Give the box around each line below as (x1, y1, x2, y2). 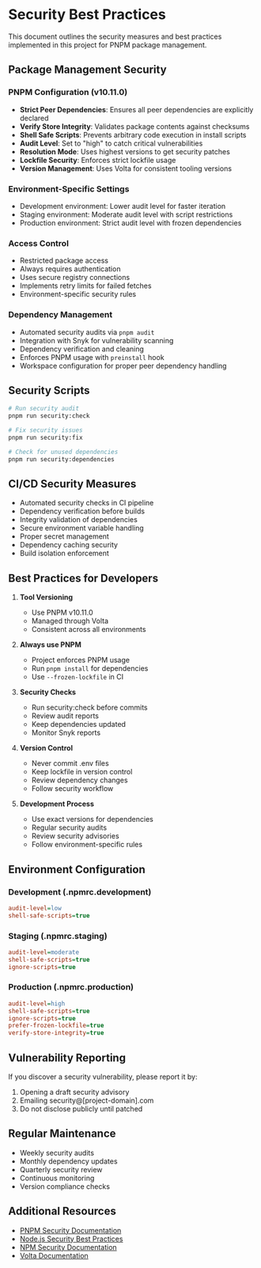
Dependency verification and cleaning (19, 344, 145, 354)
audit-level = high (8, 999, 66, 1008)
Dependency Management (8, 309, 113, 320)
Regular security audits (31, 823, 108, 832)
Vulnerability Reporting (8, 1050, 127, 1065)
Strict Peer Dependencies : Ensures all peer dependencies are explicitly (19, 104, 254, 114)
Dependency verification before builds (19, 506, 145, 516)
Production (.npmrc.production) (8, 982, 134, 993)
